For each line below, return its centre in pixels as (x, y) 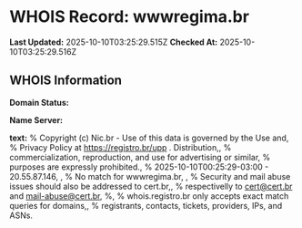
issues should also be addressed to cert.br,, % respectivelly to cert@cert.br (151, 186)
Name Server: (36, 119)
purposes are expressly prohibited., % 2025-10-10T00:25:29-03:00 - (139, 167)
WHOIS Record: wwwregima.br (130, 17)
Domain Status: (40, 102)
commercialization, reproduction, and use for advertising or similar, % (140, 157)
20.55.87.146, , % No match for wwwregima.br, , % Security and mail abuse (150, 176)
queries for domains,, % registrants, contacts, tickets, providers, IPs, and (146, 205)
